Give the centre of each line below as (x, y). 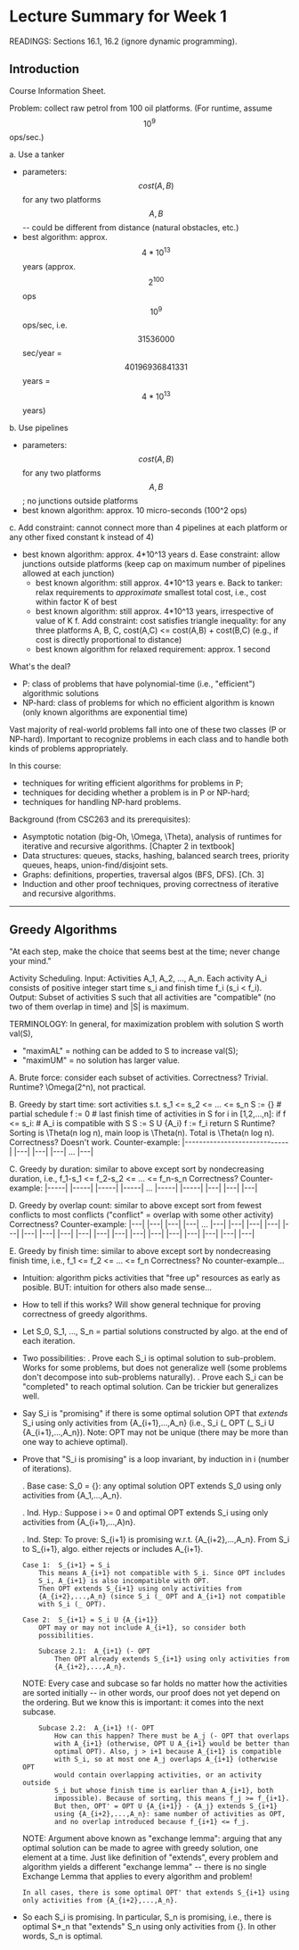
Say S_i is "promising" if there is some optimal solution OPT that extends (155, 1413)
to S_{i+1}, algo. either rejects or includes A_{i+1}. (113, 1548)
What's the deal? (40, 667)
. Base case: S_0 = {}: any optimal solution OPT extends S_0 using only (152, 1485)
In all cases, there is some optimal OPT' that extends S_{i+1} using (156, 1892)
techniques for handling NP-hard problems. (101, 802)
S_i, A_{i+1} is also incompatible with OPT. (125, 1581)
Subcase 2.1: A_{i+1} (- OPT (94, 1651)
